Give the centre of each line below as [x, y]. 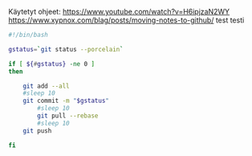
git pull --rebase [68, 116]
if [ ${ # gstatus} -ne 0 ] [51, 64]
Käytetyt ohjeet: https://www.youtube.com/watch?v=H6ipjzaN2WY [119, 12]
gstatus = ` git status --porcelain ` [66, 49]
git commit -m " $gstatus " [66, 101]
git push [37, 131]
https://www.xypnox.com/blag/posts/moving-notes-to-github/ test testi [126, 20]
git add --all [46, 86]
